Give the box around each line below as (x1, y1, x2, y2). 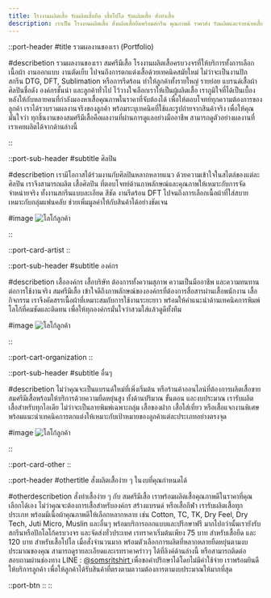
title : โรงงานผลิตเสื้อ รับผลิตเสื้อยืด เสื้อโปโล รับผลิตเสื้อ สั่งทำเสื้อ (8, 11, 175, 20)
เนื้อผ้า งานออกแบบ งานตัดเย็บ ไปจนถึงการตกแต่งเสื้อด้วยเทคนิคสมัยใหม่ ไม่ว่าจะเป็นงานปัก (8, 66, 248, 77)
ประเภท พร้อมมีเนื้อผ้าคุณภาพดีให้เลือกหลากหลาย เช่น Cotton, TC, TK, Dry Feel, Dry (8, 509, 248, 519)
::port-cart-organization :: (8, 352, 94, 362)
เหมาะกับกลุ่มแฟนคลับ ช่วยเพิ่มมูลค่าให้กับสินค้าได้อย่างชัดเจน (8, 197, 169, 206)
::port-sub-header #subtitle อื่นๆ (8, 367, 113, 377)
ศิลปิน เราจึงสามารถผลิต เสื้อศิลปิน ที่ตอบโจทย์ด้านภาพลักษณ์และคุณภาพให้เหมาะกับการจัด (8, 179, 246, 189)
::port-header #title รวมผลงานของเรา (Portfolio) (8, 41, 155, 51)
